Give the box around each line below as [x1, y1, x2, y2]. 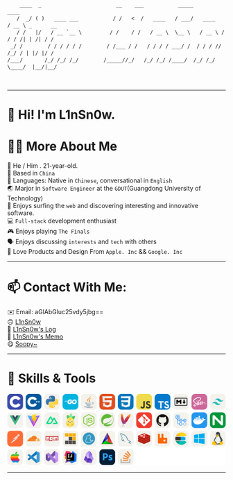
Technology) [7, 194, 44, 203]
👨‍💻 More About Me [7, 139, 118, 155]
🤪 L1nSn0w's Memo [7, 332, 64, 341]
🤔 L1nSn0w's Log [7, 325, 57, 334]
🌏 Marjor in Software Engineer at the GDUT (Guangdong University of [7, 185, 201, 193]
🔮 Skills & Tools [7, 370, 96, 386]
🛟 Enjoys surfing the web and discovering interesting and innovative [7, 202, 199, 210]
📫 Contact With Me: [7, 280, 127, 295]
